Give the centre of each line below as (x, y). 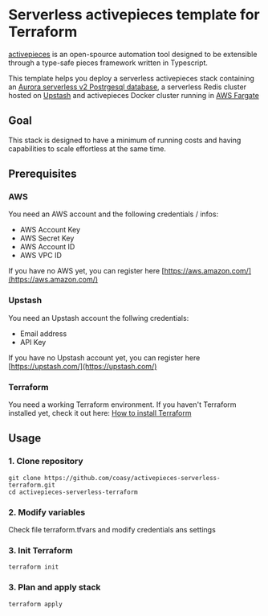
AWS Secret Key (47, 238)
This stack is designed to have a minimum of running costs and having (125, 140)
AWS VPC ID (41, 256)
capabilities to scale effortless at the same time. (87, 148)
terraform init (34, 567)
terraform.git (32, 485)
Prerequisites (43, 174)
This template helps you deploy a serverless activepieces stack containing (131, 78)
